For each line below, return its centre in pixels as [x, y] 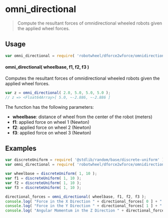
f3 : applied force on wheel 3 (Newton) [52, 133]
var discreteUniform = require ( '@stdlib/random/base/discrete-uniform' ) [85, 160]
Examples [21, 148]
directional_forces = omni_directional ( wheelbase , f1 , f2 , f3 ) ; [76, 196]
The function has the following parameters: [49, 107]
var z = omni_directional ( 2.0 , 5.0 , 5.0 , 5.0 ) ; [58, 93]
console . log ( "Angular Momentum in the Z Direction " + [64, 211]
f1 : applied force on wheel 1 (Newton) [51, 122]
